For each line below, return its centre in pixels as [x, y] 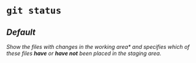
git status [34, 11]
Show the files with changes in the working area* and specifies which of [98, 47]
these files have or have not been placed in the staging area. [84, 53]
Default [21, 32]
